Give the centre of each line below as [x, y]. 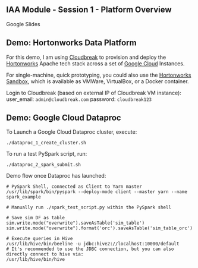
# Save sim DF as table [36, 218]
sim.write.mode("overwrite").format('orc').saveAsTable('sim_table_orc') [100, 228]
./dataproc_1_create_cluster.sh [46, 143]
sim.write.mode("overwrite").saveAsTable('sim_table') [76, 223]
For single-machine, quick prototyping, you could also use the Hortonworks [99, 75]
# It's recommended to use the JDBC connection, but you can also [90, 249]
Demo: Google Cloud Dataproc [64, 118]
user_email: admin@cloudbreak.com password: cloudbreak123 [79, 99]
